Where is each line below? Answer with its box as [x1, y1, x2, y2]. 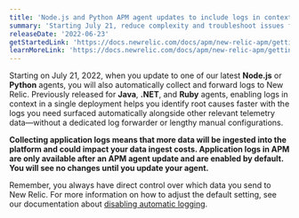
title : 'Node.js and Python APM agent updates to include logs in [9, 12, 261, 22]
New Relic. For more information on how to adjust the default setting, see [9, 190, 278, 200]
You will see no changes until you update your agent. [9, 163, 209, 174]
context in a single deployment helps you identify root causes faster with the [9, 98, 290, 109]
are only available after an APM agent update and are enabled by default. [9, 153, 284, 164]
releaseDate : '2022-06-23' [9, 29, 109, 38]
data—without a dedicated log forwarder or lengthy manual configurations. [9, 117, 284, 128]
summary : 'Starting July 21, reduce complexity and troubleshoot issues [9, 21, 285, 30]
